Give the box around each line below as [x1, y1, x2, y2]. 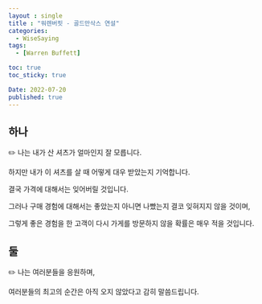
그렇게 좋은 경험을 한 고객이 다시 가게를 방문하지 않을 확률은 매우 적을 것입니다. [8, 219, 255, 228]
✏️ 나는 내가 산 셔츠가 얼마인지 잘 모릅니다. [8, 148, 142, 158]
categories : [8, 27, 48, 35]
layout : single [8, 11, 63, 20]
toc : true [8, 64, 42, 72]
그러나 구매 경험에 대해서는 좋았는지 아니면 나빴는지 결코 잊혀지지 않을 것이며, [8, 202, 251, 212]
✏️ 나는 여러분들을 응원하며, [8, 267, 95, 277]
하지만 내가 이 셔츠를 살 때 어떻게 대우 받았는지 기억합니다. [8, 167, 190, 177]
